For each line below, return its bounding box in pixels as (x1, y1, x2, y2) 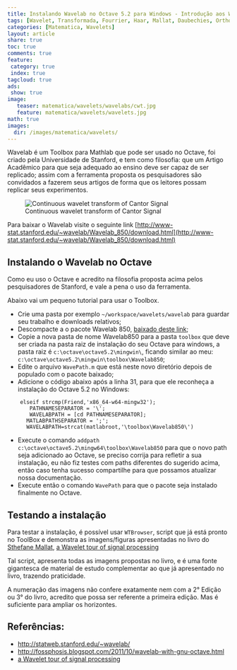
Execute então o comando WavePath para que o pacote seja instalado (17, 481, 217, 490)
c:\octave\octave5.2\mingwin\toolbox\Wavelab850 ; (17, 355, 166, 364)
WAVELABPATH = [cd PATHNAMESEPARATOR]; (29, 411, 147, 418)
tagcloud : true (7, 76, 52, 83)
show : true (10, 89, 42, 96)
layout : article (7, 30, 55, 37)
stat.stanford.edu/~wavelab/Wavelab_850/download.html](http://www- (7, 228, 214, 237)
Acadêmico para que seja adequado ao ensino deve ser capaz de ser (7, 163, 209, 172)
